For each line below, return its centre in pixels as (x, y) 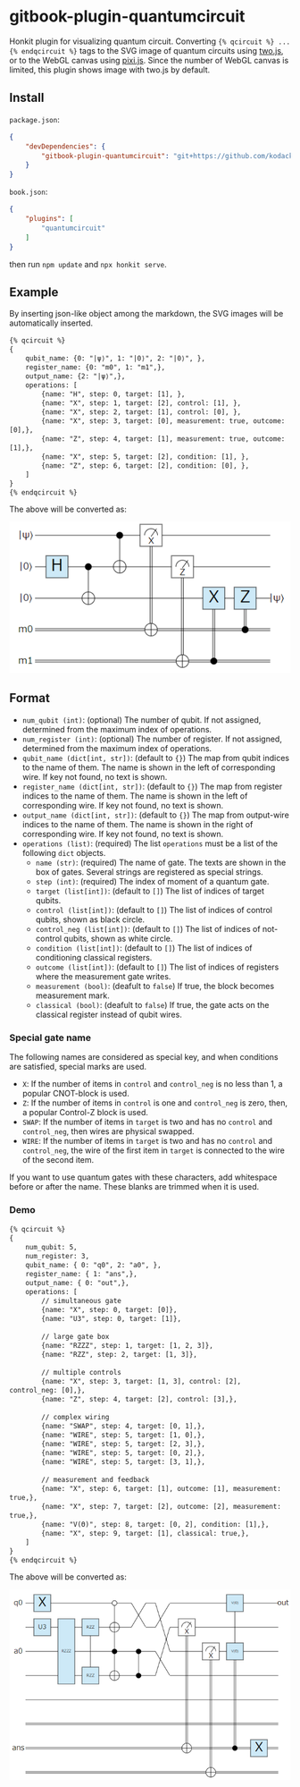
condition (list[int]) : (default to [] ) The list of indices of (144, 948)
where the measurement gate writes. (103, 976)
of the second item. (58, 1160)
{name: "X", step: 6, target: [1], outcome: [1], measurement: (161, 1489)
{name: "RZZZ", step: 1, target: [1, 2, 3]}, (128, 1346)
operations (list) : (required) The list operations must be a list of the (150, 843)
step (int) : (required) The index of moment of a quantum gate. (152, 881)
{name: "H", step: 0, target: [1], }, (113, 394)
